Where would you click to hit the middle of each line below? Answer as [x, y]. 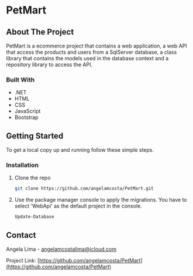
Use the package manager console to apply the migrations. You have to [101, 200]
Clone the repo [32, 178]
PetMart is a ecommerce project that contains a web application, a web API [96, 46]
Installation [23, 165]
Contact [21, 235]
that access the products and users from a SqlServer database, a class [92, 52]
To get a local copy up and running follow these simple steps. [80, 150]
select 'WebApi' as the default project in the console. [78, 206]
